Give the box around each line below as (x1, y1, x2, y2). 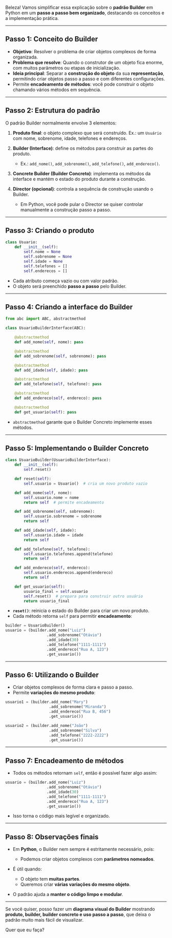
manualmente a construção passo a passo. (20, 206, 112, 213)
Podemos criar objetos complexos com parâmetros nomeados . (20, 856, 155, 862)
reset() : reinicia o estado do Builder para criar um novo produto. (12, 608, 149, 614)
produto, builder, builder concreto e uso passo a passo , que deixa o (5, 911, 151, 918)
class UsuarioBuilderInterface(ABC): (5, 325, 86, 331)
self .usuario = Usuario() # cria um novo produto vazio (24, 481, 147, 486)
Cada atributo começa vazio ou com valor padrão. (12, 278, 119, 284)
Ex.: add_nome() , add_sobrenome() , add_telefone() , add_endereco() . (20, 160, 160, 166)
